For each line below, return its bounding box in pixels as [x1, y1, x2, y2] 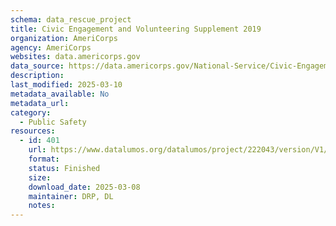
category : [10, 107, 52, 118]
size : [28, 172, 52, 183]
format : [28, 154, 60, 164]
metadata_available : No [10, 89, 110, 99]
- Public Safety [19, 117, 87, 127]
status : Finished [28, 163, 101, 173]
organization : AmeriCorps [10, 33, 118, 43]
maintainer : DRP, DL [28, 191, 114, 201]
